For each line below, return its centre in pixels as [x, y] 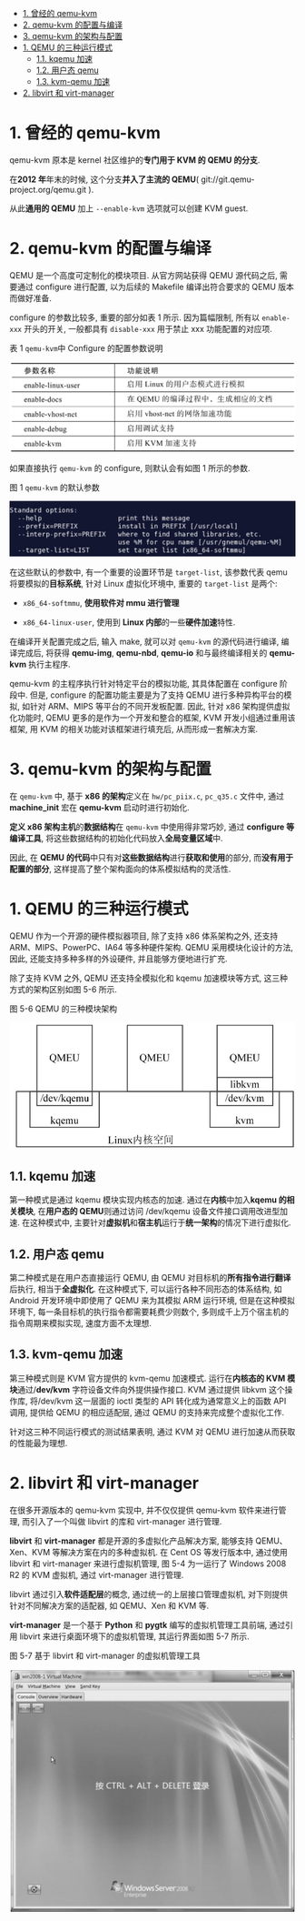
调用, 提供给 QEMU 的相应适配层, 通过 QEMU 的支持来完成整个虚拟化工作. [147, 1412]
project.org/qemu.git [48, 189]
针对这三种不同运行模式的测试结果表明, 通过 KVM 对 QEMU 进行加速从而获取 [152, 1432]
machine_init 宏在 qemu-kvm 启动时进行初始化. [99, 808]
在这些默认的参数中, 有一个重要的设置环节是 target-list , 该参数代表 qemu [148, 572]
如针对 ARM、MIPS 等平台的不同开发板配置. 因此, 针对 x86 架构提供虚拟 [156, 707]
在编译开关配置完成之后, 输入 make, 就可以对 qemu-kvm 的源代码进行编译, [144, 642]
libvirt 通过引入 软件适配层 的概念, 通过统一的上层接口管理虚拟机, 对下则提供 [149, 1594]
